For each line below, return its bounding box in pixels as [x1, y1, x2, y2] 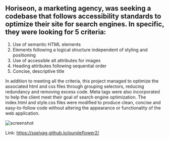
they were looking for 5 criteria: [5, 28, 106, 36]
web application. [5, 110, 40, 116]
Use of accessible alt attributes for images [12, 57, 101, 63]
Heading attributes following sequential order [12, 63, 107, 69]
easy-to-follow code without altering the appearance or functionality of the [5, 105, 161, 111]
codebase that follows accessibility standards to [5, 12, 161, 21]
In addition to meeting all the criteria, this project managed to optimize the [5, 78, 159, 84]
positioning [12, 52, 36, 58]
